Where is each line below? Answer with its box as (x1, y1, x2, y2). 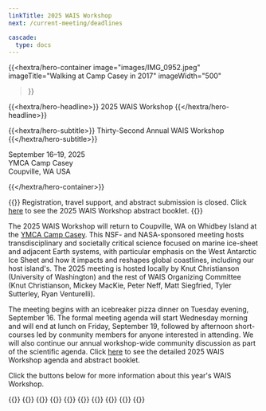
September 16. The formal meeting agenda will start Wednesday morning (8, 313, 248, 323)
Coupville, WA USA (8, 166, 72, 176)
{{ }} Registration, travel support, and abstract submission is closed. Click (8, 198, 247, 207)
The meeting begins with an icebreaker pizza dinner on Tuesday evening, (8, 304, 249, 315)
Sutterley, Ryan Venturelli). (8, 289, 96, 299)
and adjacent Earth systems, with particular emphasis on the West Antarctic (8, 247, 257, 256)
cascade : (8, 33, 37, 41)
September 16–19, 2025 (8, 150, 86, 159)
